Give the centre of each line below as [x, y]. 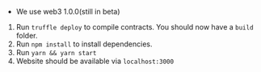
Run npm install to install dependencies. [84, 44]
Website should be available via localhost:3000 [95, 61]
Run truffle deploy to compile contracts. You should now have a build [135, 27]
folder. [27, 36]
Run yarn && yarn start [56, 52]
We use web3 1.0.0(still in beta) [68, 12]
